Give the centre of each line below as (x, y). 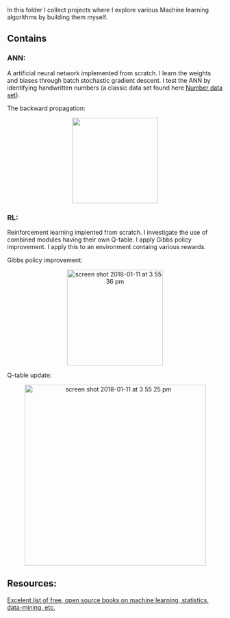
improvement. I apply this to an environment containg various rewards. (107, 246)
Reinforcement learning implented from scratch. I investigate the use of (107, 232)
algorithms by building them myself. (57, 17)
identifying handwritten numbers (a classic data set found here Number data (115, 88)
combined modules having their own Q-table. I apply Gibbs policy (99, 240)
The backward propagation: (46, 108)
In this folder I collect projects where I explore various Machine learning (108, 10)
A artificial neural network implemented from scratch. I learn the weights (109, 73)
